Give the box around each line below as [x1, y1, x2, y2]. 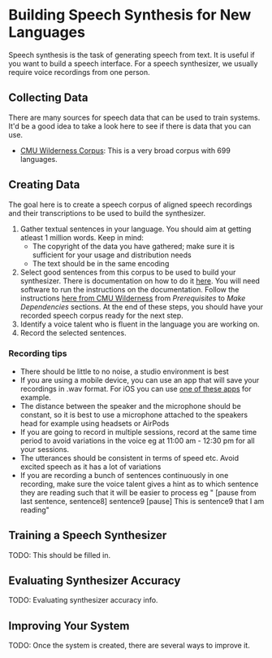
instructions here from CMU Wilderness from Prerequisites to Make [19, 293, 246, 303]
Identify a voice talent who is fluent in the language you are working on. [19, 319, 260, 329]
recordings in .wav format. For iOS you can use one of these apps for [19, 384, 252, 393]
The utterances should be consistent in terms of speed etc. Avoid [19, 453, 240, 463]
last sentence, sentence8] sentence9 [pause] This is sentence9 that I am [19, 496, 265, 506]
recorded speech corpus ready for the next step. [19, 310, 184, 320]
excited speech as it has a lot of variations [19, 462, 162, 472]
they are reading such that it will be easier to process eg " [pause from [19, 487, 257, 498]
